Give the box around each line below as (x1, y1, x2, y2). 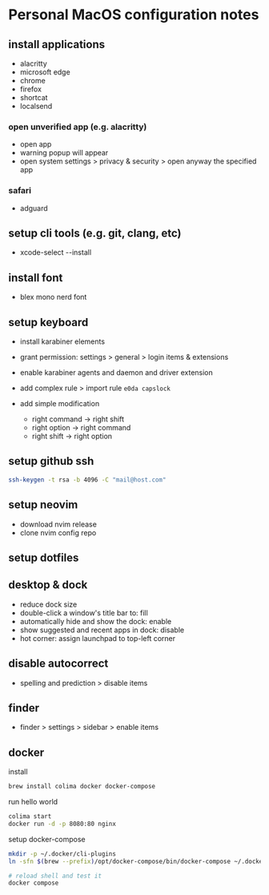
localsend (19, 102, 53, 111)
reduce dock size (19, 599, 78, 609)
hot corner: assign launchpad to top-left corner (19, 633, 176, 643)
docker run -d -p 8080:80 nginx (8, 820, 116, 828)
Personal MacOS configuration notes (8, 6, 259, 24)
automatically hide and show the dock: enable (19, 616, 172, 626)
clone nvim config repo (19, 527, 97, 538)
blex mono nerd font (19, 292, 87, 302)
